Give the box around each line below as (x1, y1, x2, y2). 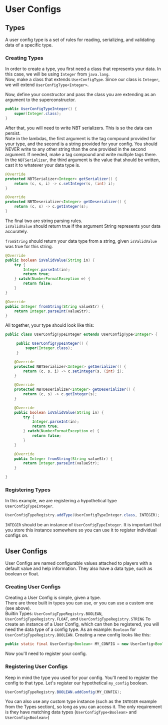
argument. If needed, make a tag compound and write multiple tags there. (5, 151, 157, 157)
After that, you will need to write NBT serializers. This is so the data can (5, 125, 152, 131)
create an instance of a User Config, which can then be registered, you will (5, 621, 159, 627)
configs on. (5, 532, 28, 538)
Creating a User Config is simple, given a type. (5, 594, 101, 601)
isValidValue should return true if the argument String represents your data (5, 223, 161, 229)
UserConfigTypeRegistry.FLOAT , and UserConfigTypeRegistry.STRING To (5, 616, 151, 622)
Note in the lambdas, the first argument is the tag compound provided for (5, 135, 156, 141)
